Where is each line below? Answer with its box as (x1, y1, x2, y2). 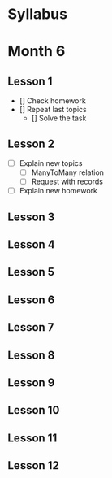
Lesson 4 (7, 237, 56, 252)
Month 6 (7, 42, 66, 61)
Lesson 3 (7, 210, 55, 224)
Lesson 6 (7, 293, 55, 306)
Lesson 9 (7, 376, 55, 389)
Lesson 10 (7, 403, 60, 417)
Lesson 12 (7, 458, 60, 472)
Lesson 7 (7, 320, 54, 334)
